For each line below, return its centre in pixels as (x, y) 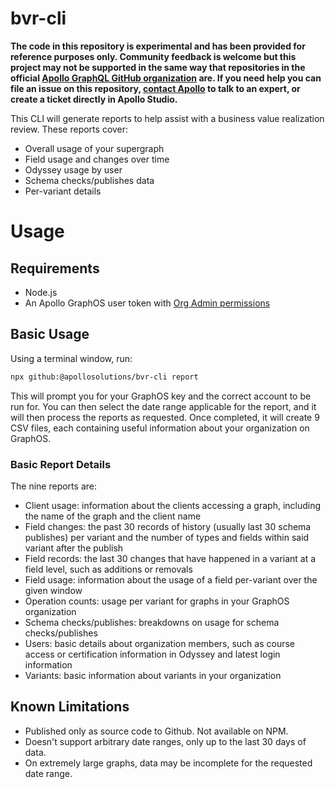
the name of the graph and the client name (113, 516)
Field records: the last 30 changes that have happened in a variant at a (170, 558)
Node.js (41, 292)
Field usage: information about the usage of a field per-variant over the (171, 579)
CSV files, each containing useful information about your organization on (160, 428)
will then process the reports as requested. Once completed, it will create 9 (165, 417)
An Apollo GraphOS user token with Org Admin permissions (147, 303)
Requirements (55, 268)
